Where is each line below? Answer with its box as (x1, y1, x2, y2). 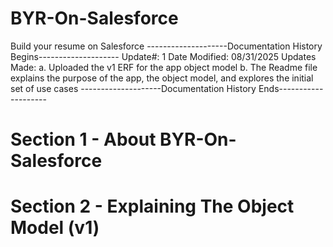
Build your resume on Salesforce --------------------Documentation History (10, 40, 323, 52)
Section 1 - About (10, 128, 157, 151)
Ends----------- (258, 82, 324, 94)
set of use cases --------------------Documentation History (10, 82, 257, 94)
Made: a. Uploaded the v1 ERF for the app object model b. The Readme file (10, 61, 318, 73)
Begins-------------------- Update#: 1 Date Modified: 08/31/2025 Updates (10, 50, 317, 62)
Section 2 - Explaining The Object (10, 195, 295, 218)
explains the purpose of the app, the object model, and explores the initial (10, 72, 314, 84)
